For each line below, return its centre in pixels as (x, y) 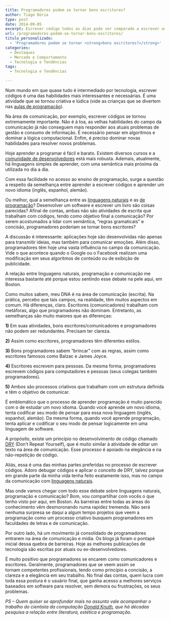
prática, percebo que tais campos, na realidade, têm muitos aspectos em (81, 300)
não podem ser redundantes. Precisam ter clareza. (58, 331)
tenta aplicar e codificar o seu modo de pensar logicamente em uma (76, 423)
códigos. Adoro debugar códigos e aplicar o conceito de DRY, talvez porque (85, 470)
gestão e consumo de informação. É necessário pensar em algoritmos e (80, 132)
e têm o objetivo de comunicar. (37, 392)
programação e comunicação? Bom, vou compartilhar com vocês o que (80, 496)
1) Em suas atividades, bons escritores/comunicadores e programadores (81, 325)
